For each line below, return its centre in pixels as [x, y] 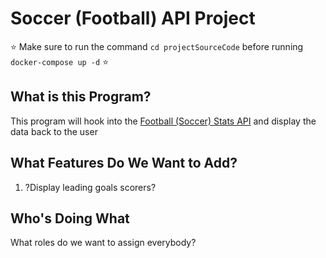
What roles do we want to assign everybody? [103, 243]
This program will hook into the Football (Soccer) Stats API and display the [163, 121]
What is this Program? [81, 97]
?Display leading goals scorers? [90, 187]
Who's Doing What [70, 218]
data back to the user [54, 131]
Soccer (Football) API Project [133, 18]
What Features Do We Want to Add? [124, 163]
